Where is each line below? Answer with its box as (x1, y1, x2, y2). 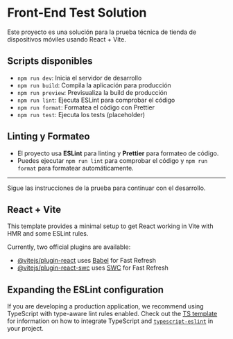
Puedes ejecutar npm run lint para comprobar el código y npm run (17, 156, 208, 164)
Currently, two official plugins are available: (7, 243, 131, 251)
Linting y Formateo (7, 130, 90, 143)
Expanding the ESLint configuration (7, 284, 164, 295)
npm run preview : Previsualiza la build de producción (17, 88, 168, 96)
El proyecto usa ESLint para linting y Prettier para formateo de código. (17, 149, 219, 157)
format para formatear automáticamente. (17, 164, 134, 172)
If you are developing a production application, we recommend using (7, 302, 204, 311)
